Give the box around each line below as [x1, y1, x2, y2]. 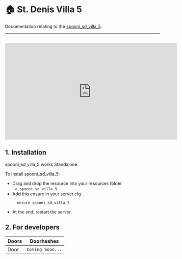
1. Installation [5, 148, 47, 157]
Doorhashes [29, 237, 59, 244]
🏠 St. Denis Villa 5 [5, 4, 82, 15]
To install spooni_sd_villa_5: [5, 171, 60, 177]
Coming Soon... [26, 246, 62, 252]
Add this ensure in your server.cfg [12, 191, 81, 197]
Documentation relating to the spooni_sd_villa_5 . [5, 23, 102, 29]
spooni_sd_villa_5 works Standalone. [5, 161, 78, 167]
